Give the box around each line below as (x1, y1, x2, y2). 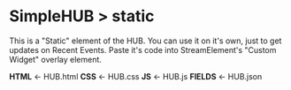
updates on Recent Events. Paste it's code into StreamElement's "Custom (9, 44, 277, 55)
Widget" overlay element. (9, 54, 102, 64)
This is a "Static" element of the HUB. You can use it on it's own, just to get (9, 35, 282, 46)
